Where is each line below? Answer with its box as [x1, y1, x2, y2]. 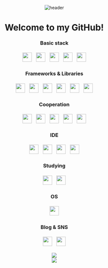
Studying [42, 162, 66, 169]
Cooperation [38, 101, 70, 108]
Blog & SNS [40, 223, 69, 230]
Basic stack [40, 40, 69, 46]
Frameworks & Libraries [25, 70, 83, 77]
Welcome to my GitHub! [4, 22, 104, 33]
